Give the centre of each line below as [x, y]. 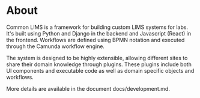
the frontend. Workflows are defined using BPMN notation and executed [95, 40]
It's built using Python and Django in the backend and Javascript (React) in [98, 33]
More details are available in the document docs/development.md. [88, 88]
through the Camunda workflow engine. [56, 46]
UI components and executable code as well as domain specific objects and [100, 70]
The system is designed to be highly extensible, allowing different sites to [97, 58]
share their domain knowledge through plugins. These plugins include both [99, 64]
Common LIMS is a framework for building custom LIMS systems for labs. [97, 27]
